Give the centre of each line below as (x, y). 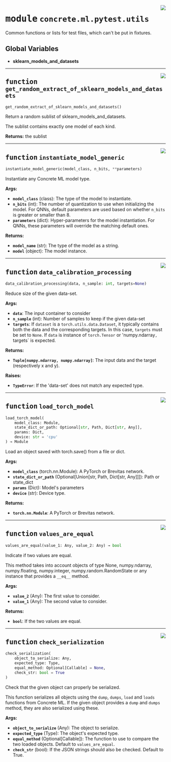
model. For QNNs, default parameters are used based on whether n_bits (89, 210)
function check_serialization (55, 642)
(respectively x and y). (36, 365)
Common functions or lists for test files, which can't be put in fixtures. (78, 33)
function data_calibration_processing (68, 272)
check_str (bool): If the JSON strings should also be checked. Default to (88, 749)
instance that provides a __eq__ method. (47, 576)
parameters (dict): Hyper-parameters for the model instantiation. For (84, 220)
